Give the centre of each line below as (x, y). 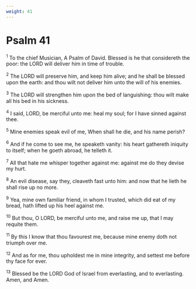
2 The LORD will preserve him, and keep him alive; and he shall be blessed (96, 75)
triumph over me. (27, 243)
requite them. (22, 224)
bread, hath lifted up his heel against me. (55, 206)
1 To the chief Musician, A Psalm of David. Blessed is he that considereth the (98, 57)
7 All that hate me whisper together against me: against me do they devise (95, 162)
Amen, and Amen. (28, 280)
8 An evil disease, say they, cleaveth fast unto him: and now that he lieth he (97, 180)
